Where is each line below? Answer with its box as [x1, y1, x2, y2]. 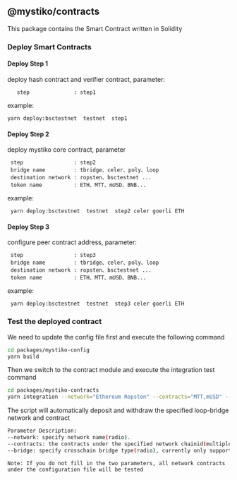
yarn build [7, 353, 39, 360]
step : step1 [16, 88, 97, 96]
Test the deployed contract [7, 317, 102, 327]
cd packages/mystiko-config [7, 346, 90, 354]
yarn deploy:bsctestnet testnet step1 [7, 114, 128, 122]
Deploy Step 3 [7, 222, 49, 231]
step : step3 [10, 252, 97, 259]
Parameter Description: [7, 427, 78, 435]
